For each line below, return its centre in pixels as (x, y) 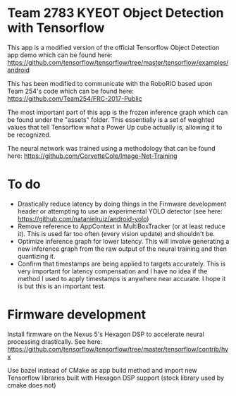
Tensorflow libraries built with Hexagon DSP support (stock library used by (116, 378)
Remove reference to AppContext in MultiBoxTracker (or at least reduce (121, 226)
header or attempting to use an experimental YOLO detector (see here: (120, 211)
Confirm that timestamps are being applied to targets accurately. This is (122, 264)
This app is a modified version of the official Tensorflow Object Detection (113, 47)
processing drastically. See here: (55, 341)
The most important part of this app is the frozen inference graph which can (118, 112)
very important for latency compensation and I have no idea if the (112, 271)
